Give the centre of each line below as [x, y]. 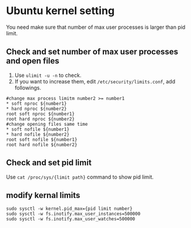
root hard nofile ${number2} [42, 145]
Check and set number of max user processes [92, 52]
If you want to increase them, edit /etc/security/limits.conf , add [95, 81]
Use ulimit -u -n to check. [48, 75]
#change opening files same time [47, 124]
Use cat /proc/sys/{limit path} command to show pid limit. [80, 177]
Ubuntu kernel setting [60, 11]
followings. [28, 88]
